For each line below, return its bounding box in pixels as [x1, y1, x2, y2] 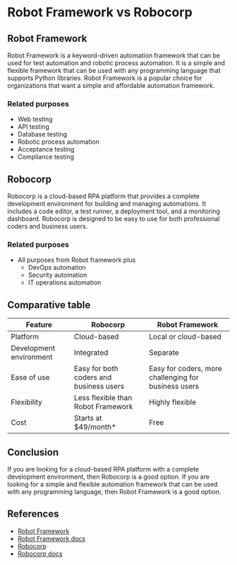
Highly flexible [149, 397, 196, 407]
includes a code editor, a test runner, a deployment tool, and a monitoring [7, 207, 221, 216]
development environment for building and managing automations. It [7, 200, 207, 208]
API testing [17, 122, 49, 131]
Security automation [28, 270, 87, 280]
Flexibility [11, 397, 42, 407]
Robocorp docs [17, 549, 63, 558]
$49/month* [73, 422, 116, 432]
